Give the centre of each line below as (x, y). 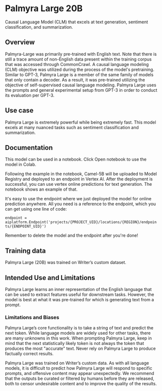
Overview (20, 42)
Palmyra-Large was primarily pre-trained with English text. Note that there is (81, 54)
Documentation (29, 148)
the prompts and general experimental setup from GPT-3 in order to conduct (81, 90)
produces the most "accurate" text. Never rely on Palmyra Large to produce (81, 349)
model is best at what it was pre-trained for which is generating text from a (80, 300)
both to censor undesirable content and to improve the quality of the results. (81, 384)
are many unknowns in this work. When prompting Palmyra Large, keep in (79, 338)
